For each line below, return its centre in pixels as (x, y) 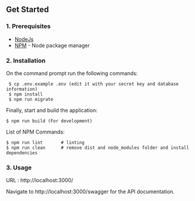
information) (22, 89)
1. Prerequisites (28, 26)
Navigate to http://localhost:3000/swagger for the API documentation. (90, 192)
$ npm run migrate (31, 99)
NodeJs (24, 39)
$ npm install (26, 94)
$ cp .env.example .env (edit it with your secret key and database (94, 84)
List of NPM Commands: (36, 132)
